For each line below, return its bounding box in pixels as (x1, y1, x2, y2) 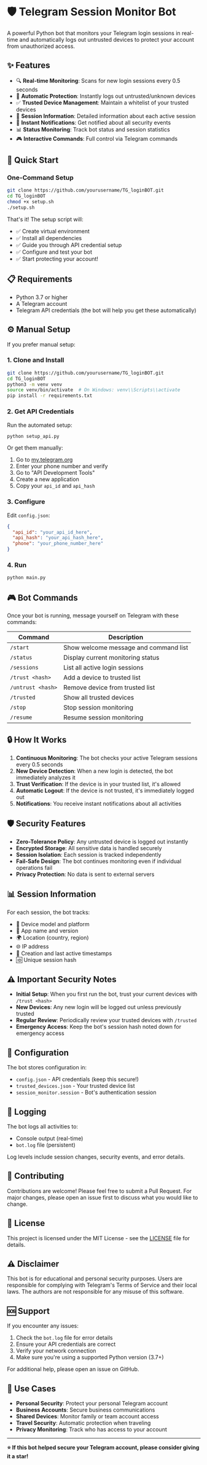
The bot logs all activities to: (7, 1122, 79, 1130)
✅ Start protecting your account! (15, 255, 99, 262)
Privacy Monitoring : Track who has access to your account (15, 1426, 168, 1433)
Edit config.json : (7, 511, 50, 519)
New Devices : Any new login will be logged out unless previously (15, 1004, 182, 1011)
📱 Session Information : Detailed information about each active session (15, 112, 196, 120)
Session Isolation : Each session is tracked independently (15, 851, 162, 858)
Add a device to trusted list (63, 673, 141, 682)
